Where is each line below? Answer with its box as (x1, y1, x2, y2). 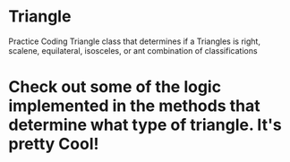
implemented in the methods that (8, 96, 260, 116)
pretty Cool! (8, 134, 99, 154)
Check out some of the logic (8, 77, 221, 98)
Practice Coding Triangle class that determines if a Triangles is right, (8, 36, 261, 47)
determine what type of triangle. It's (8, 115, 283, 135)
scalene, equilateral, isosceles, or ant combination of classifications (8, 45, 258, 55)
